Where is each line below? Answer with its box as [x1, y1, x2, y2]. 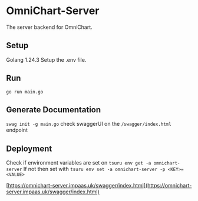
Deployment [6, 143, 52, 153]
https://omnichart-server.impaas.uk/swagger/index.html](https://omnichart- [8, 182, 192, 189]
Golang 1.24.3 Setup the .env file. [6, 56, 87, 63]
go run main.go [6, 89, 44, 95]
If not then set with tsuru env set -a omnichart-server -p [23, 166, 166, 173]
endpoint [6, 126, 28, 133]
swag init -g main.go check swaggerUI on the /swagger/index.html [6, 120, 172, 128]
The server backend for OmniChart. [6, 24, 93, 31]
